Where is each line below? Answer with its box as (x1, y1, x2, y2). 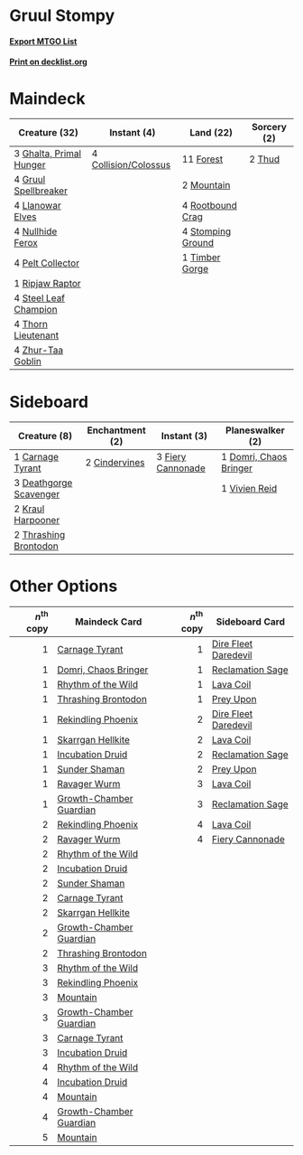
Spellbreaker (14, 184, 68, 197)
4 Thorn (14, 318, 48, 331)
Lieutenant (14, 329, 60, 342)
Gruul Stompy (9, 5, 115, 26)
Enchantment (87, 424, 146, 437)
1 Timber (181, 251, 221, 264)
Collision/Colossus (91, 159, 171, 172)
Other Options (9, 576, 118, 596)
